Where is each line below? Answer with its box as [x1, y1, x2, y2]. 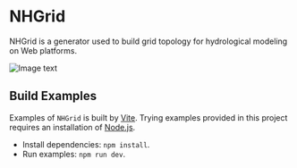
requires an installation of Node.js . [9, 122, 136, 132]
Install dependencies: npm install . [21, 139, 150, 149]
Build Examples [9, 88, 98, 104]
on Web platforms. [9, 45, 78, 55]
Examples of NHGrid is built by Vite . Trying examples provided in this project [9, 112, 288, 122]
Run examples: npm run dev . [21, 148, 126, 159]
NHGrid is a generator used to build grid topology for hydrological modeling [9, 36, 288, 46]
